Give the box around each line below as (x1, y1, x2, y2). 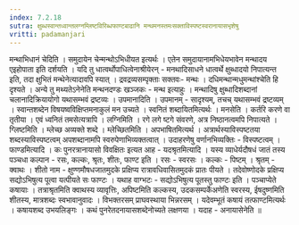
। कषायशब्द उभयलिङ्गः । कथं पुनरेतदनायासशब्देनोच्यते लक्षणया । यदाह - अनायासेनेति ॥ (9, 204, 262, 215)
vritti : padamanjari (9, 29, 87, 38)
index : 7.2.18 (9, 12, 62, 22)
